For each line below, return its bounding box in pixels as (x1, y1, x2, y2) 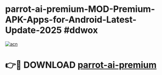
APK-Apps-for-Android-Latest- (5, 14, 137, 25)
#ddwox (63, 25, 98, 36)
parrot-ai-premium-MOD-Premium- (5, 3, 155, 15)
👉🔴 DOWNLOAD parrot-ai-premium (5, 60, 157, 71)
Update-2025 (5, 25, 62, 36)
